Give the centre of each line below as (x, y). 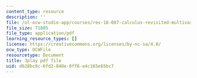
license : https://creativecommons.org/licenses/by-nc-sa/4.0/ (84, 45)
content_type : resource (35, 11)
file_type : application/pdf (40, 33)
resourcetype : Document (35, 55)
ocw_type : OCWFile (28, 50)
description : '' (26, 17)
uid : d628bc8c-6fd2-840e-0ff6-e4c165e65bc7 (60, 66)
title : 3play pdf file (34, 60)
